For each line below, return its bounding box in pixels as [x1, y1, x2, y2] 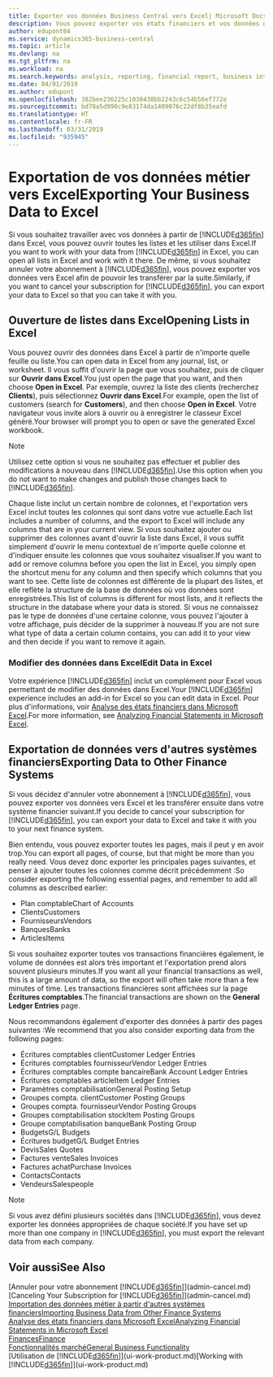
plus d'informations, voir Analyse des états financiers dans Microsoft [8, 701, 239, 712]
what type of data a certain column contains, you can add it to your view [8, 628, 251, 638]
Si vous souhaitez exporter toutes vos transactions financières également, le [8, 949, 264, 959]
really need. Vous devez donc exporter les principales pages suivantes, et [8, 857, 256, 867]
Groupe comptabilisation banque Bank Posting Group [19, 1119, 197, 1129]
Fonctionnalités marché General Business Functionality [8, 1343, 190, 1353]
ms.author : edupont [8, 87, 75, 96]
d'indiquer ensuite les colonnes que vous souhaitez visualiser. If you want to [8, 551, 262, 560]
